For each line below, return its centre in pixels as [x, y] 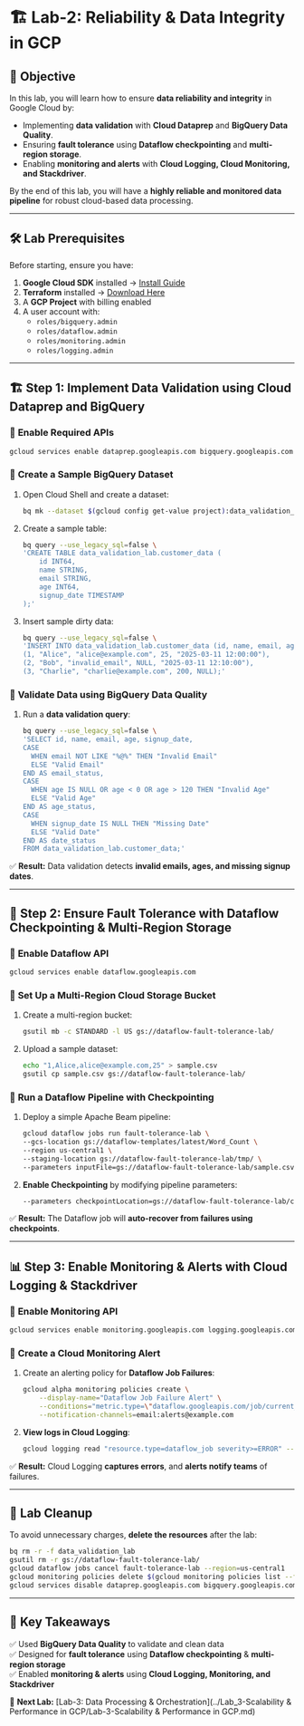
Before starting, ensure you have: [71, 265]
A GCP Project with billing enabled [87, 302]
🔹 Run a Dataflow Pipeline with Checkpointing [112, 1097]
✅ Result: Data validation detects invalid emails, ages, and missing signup [150, 866]
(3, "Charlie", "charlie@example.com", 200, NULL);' [124, 671]
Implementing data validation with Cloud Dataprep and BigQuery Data [155, 125]
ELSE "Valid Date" [66, 832]
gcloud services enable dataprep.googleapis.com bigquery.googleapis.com [152, 451]
